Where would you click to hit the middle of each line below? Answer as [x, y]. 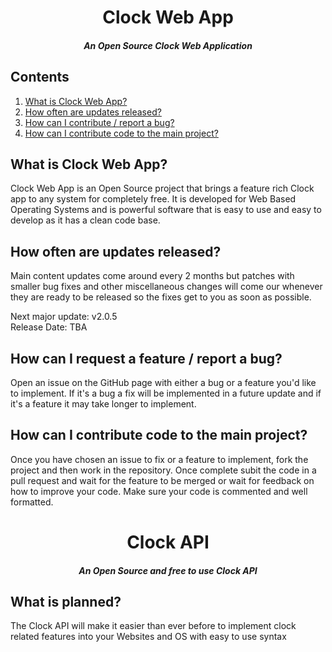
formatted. [32, 502]
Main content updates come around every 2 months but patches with [152, 276]
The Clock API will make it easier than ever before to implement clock [153, 626]
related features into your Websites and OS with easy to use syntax [148, 637]
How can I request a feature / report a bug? [146, 358]
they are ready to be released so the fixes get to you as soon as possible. [161, 297]
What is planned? [66, 602]
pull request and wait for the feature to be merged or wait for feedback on [162, 480]
